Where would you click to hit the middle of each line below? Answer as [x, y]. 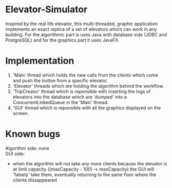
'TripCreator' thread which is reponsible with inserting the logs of [82, 91]
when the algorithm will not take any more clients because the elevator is [90, 163]
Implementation [40, 61]
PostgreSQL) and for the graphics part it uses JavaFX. [62, 40]
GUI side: [15, 154]
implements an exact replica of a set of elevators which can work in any [81, 29]
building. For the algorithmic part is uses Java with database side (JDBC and [86, 34]
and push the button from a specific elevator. [60, 80]
